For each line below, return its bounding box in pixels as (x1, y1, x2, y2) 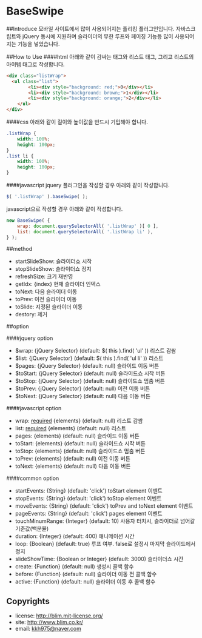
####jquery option (6, 334, 53, 342)
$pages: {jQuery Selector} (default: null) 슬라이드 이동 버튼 (15, 362, 160, 370)
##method (6, 245, 32, 253)
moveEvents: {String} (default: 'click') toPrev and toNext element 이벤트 (15, 502, 194, 510)
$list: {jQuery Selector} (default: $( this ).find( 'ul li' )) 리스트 (15, 354, 164, 362)
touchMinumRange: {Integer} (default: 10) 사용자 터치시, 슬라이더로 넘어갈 (15, 517, 195, 525)
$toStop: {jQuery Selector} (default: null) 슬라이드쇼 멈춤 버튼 (15, 377, 165, 385)
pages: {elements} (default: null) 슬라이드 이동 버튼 (15, 432, 140, 440)
